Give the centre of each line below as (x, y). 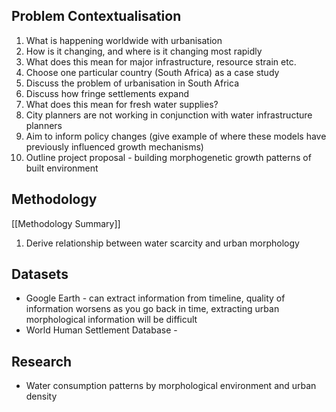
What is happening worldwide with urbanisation (124, 40)
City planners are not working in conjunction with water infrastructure (169, 115)
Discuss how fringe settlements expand (107, 93)
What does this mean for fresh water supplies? (122, 104)
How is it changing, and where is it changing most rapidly (144, 51)
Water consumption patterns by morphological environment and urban (171, 386)
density (41, 396)
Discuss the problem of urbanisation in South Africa (132, 83)
